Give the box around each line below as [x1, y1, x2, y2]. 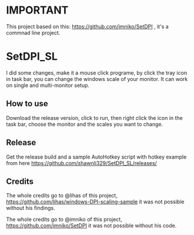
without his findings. [6, 204, 55, 211]
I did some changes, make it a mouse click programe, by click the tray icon [6, 69, 187, 76]
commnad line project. [6, 29, 61, 36]
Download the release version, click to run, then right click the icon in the [6, 114, 183, 121]
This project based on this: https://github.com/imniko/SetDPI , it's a [6, 23, 169, 30]
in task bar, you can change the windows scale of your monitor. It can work [6, 75, 188, 82]
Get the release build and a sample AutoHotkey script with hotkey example [6, 153, 187, 160]
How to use [6, 99, 48, 109]
